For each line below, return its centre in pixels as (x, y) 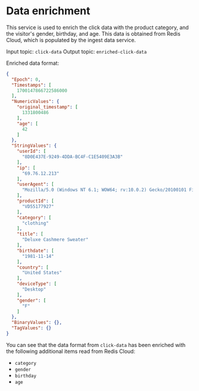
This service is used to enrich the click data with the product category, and (97, 27)
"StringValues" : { (34, 146)
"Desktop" (34, 289)
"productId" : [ (36, 201)
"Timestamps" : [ (31, 85)
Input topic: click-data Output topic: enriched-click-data (76, 51)
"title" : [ (30, 234)
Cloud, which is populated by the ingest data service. (71, 40)
